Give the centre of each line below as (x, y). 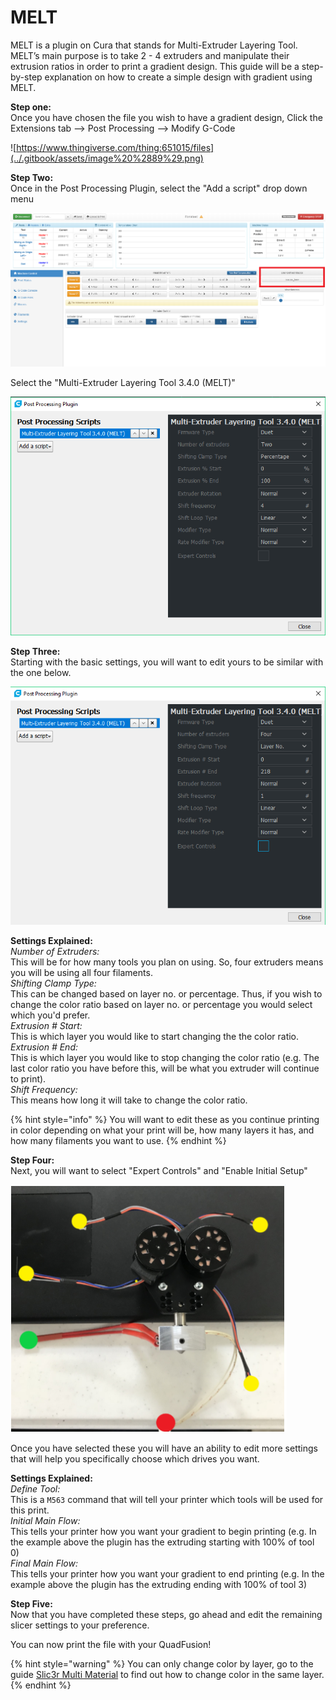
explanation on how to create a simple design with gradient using (178, 77)
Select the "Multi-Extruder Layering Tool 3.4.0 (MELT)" (123, 382)
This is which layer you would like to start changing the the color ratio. (155, 1036)
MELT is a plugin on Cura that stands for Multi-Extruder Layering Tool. (154, 45)
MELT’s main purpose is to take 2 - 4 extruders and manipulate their (150, 55)
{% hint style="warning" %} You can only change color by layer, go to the (162, 1663)
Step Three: (35, 652)
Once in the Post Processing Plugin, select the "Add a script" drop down (159, 188)
